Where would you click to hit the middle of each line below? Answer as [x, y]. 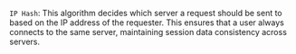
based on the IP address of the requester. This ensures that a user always [147, 22]
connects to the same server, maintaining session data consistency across [148, 32]
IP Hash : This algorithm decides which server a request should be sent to [146, 13]
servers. [25, 41]
